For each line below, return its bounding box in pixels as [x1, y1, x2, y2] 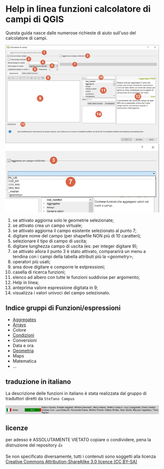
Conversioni [12, 337, 37, 343]
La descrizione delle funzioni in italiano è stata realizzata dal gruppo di [5, 391, 147, 396]
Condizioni [12, 332, 35, 338]
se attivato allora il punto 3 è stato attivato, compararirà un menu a [12, 248, 146, 254]
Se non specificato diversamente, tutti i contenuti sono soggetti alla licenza [5, 453, 156, 459]
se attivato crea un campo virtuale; [12, 222, 83, 228]
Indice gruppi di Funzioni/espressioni [5, 304, 121, 312]
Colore [12, 327, 26, 333]
